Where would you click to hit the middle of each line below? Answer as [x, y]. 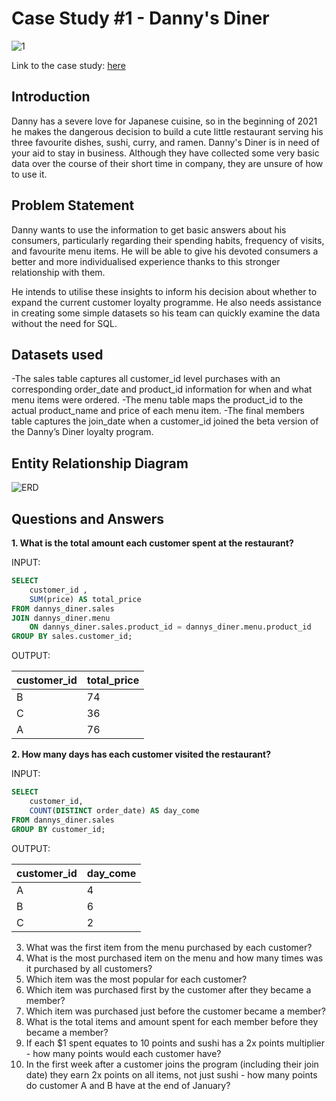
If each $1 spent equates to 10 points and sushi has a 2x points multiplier [175, 1043]
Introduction [51, 97]
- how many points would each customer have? [123, 1053]
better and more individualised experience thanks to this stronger [146, 261]
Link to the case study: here [68, 65]
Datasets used [57, 354]
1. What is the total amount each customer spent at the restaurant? [152, 543]
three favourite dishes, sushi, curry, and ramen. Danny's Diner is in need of [165, 142]
